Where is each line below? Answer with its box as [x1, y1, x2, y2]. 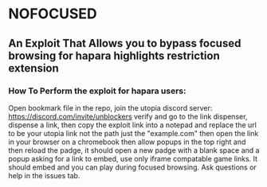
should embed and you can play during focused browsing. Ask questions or [8, 162, 257, 172]
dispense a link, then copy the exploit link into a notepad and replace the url [8, 120, 257, 130]
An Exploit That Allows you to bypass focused [8, 37, 241, 50]
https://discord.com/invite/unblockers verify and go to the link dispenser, [8, 111, 248, 121]
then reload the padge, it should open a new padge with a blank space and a [8, 145, 260, 155]
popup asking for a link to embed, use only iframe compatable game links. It [8, 154, 257, 163]
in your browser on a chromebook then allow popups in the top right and [8, 137, 246, 146]
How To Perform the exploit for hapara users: [8, 85, 187, 96]
